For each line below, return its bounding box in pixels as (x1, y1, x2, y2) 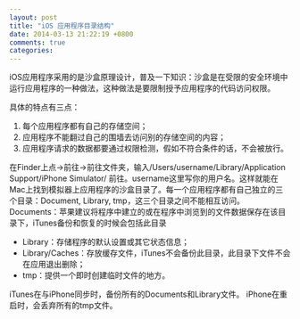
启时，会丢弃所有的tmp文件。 (9, 300, 118, 311)
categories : (9, 46, 54, 55)
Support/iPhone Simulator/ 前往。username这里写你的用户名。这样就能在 (9, 173, 279, 184)
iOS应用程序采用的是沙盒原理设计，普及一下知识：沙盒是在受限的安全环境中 (9, 72, 288, 83)
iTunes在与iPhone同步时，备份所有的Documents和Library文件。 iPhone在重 (9, 289, 287, 299)
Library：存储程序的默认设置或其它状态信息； (21, 237, 190, 248)
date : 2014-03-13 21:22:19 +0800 (9, 29, 134, 38)
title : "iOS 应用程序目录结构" (9, 21, 115, 30)
